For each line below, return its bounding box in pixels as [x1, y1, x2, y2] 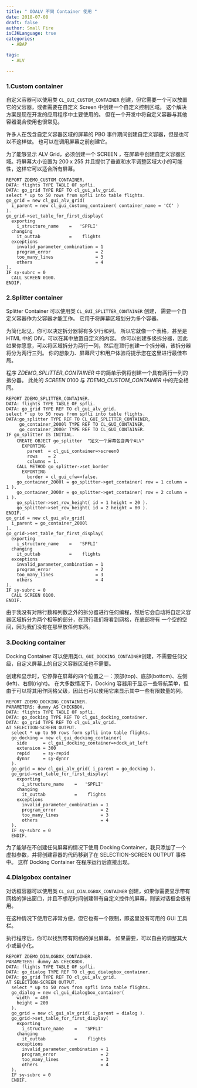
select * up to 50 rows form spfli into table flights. [11, 730, 151, 736]
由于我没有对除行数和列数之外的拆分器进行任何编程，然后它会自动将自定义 [6, 609, 186, 616]
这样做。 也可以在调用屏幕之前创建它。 [16, 138, 110, 145]
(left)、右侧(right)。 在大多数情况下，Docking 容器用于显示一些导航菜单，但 [6, 680, 189, 687]
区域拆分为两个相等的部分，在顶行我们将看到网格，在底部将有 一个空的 [11, 616, 182, 623]
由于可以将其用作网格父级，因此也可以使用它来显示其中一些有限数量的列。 [6, 687, 186, 694]
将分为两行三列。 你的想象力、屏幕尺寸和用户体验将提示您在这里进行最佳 [6, 349, 182, 356]
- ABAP [11, 42, 28, 48]
